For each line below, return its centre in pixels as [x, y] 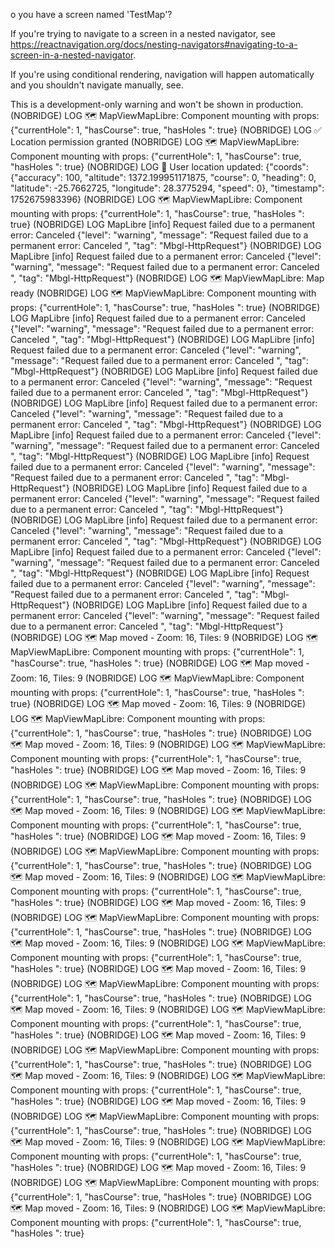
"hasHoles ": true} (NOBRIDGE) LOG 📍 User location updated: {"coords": [159, 167]
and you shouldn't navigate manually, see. [97, 85]
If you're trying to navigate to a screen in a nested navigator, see [143, 33]
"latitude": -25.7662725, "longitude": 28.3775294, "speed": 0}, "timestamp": [167, 188]
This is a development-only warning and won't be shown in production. [157, 104]
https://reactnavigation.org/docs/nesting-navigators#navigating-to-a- [154, 44]
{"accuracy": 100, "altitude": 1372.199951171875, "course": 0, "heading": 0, [163, 177]
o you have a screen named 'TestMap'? [91, 14]
